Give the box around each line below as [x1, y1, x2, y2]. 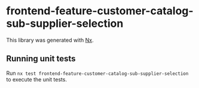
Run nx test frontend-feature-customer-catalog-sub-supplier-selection [6, 70, 189, 77]
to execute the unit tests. [6, 76, 68, 83]
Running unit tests [6, 54, 76, 64]
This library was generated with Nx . [6, 36, 94, 43]
